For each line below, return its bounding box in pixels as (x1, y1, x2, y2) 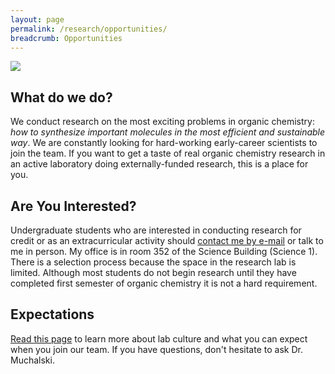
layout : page (10, 14, 65, 25)
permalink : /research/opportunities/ (10, 24, 168, 34)
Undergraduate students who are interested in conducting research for (10, 224, 302, 236)
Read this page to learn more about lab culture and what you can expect (10, 332, 308, 345)
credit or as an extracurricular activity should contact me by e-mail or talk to (10, 235, 324, 246)
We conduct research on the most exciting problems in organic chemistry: (10, 116, 315, 128)
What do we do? (10, 89, 113, 106)
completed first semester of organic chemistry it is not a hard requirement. (10, 277, 318, 289)
